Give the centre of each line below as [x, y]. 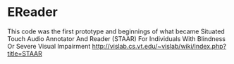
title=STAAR [25, 54]
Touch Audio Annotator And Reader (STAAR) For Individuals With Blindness [116, 38]
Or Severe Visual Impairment [49, 46]
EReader [32, 12]
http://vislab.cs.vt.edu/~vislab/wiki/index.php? [159, 46]
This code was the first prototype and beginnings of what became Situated [116, 31]
